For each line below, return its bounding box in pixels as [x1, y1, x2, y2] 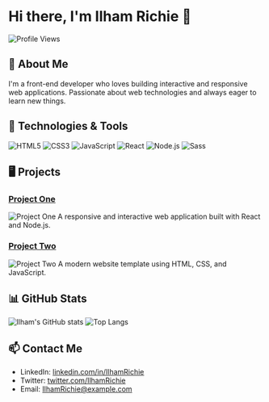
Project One [8, 193, 57, 204]
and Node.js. [8, 220, 51, 230]
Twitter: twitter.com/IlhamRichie [19, 375, 126, 386]
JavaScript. [8, 267, 47, 277]
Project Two [8, 241, 57, 252]
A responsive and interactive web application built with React [57, 211, 261, 221]
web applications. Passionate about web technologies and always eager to [8, 87, 257, 97]
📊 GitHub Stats [8, 291, 87, 305]
